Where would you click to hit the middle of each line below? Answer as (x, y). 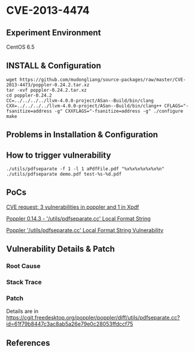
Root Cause (23, 266)
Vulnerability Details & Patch (60, 249)
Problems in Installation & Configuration (82, 135)
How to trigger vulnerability (59, 155)
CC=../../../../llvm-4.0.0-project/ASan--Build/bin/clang (80, 100)
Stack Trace (24, 282)
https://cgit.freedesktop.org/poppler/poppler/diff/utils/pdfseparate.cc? (93, 318)
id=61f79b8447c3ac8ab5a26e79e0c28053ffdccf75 (70, 324)
